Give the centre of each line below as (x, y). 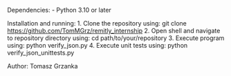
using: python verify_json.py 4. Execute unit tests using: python (98, 45)
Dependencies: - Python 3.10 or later (59, 10)
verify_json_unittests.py (41, 53)
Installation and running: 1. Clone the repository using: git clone (97, 23)
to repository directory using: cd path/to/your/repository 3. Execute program (116, 38)
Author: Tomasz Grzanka (43, 66)
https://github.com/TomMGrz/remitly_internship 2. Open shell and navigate (114, 31)
